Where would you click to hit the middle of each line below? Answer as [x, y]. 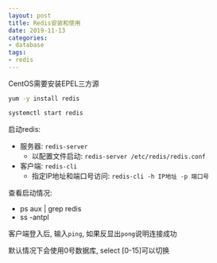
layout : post [30, 15]
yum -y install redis [44, 99]
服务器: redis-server [54, 146]
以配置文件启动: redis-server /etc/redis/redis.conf [118, 156]
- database [26, 45]
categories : [28, 38]
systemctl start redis [46, 113]
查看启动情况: [31, 192]
